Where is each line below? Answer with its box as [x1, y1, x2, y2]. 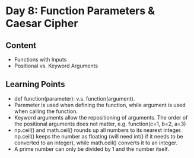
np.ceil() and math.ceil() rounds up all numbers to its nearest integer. [14, 126, 182, 134]
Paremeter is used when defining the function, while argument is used [14, 101, 186, 108]
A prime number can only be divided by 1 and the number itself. [14, 145, 170, 152]
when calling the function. [14, 108, 78, 115]
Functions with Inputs [14, 56, 67, 63]
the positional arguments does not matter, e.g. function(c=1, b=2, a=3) [14, 120, 186, 127]
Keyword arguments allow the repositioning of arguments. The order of [14, 114, 188, 121]
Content [5, 40, 37, 50]
